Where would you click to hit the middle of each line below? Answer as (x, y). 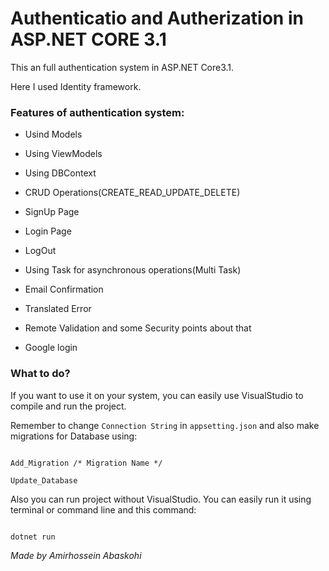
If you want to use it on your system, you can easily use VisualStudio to (157, 395)
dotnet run (33, 537)
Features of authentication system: (97, 112)
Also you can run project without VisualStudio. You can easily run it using (161, 499)
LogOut (40, 251)
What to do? (40, 374)
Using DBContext (60, 173)
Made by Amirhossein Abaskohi (76, 555)
